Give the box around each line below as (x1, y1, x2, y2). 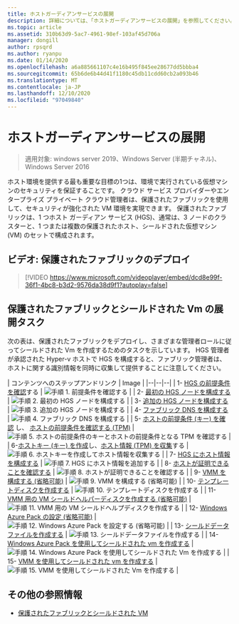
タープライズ (7, 195, 45, 203)
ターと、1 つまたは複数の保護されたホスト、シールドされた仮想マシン (13, 222, 217, 230)
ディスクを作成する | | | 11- (13, 486, 217, 494)
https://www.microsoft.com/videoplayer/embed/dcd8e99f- (49, 272, 223, 282)
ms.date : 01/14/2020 (7, 57, 69, 64)
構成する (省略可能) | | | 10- (7, 476, 197, 485)
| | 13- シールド (166, 521, 211, 530)
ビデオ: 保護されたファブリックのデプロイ (7, 254, 191, 266)
